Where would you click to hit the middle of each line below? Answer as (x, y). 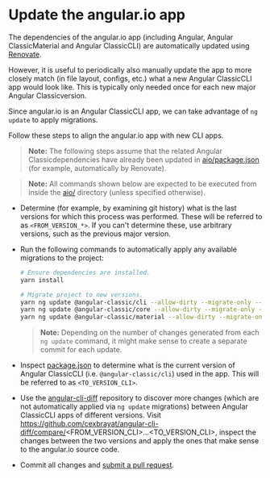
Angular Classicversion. (48, 95)
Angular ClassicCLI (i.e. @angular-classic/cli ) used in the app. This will (139, 374)
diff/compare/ (43, 432)
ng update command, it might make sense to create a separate (143, 341)
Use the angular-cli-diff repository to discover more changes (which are (139, 398)
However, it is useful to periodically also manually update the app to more (130, 69)
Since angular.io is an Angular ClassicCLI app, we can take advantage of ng (133, 111)
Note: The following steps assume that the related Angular (125, 151)
